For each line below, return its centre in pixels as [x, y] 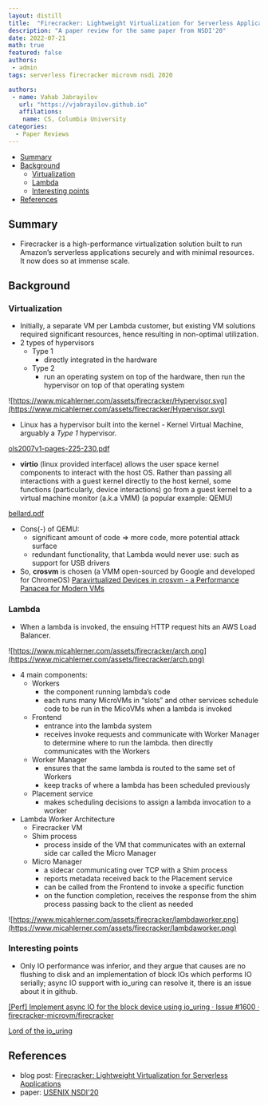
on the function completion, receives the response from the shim [150, 895]
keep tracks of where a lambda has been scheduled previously [147, 785]
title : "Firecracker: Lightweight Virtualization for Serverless [121, 23]
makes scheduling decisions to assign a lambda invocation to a [147, 802]
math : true [26, 46]
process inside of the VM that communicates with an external [144, 845]
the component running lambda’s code [107, 691]
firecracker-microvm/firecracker [61, 1015]
